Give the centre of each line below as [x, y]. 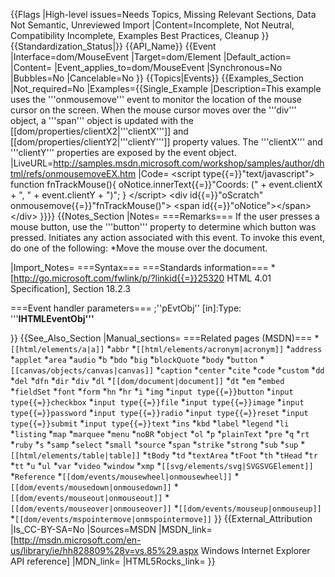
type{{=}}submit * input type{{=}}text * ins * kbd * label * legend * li [150, 423]
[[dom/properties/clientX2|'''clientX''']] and [99, 131]
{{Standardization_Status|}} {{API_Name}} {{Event [113, 46]
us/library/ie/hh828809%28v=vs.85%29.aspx [104, 550]
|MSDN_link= [185, 529]
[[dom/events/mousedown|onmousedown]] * [94, 487]
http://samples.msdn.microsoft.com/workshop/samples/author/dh [189, 163]
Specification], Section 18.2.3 [71, 288]
